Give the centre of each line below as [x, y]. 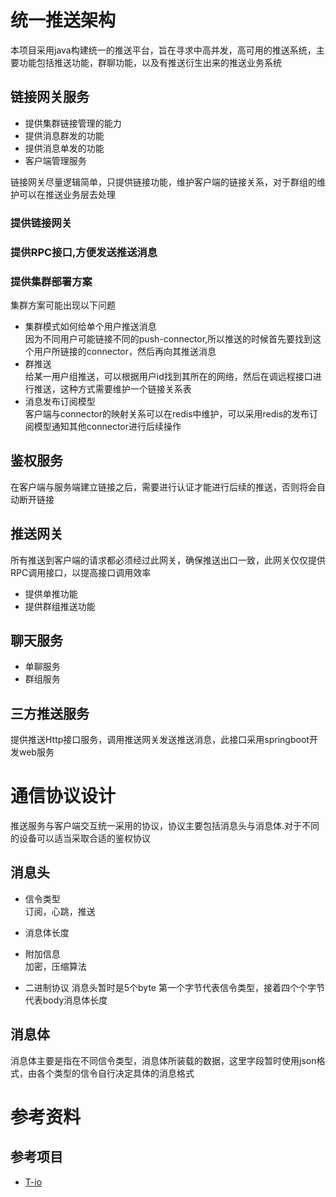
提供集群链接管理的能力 [73, 123]
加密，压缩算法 [55, 966]
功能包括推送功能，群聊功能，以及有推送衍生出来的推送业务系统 [150, 62]
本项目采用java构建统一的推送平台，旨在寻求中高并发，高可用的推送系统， [163, 50]
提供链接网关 [41, 223]
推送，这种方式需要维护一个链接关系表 [112, 388]
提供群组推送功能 [60, 606]
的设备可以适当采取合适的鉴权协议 [80, 838]
